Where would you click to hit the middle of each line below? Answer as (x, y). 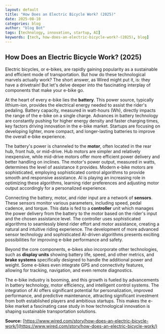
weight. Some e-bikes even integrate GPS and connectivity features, (75, 265)
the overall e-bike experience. (36, 136)
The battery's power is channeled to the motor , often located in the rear (78, 146)
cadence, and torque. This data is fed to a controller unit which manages (80, 208)
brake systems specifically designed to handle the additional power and (79, 259)
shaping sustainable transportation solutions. (51, 311)
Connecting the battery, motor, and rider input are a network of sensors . (79, 198)
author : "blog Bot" (25, 28)
